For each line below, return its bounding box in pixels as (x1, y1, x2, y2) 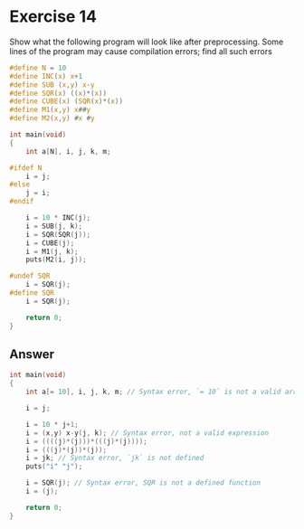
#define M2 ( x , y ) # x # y (9, 114, 95, 123)
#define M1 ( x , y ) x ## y (9, 106, 91, 115)
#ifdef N (9, 163, 43, 173)
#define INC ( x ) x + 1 (9, 71, 83, 80)
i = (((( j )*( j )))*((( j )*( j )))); (25, 437, 147, 446)
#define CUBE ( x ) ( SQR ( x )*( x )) (9, 97, 124, 106)
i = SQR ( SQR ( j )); (25, 230, 91, 239)
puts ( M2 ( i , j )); (25, 255, 88, 264)
